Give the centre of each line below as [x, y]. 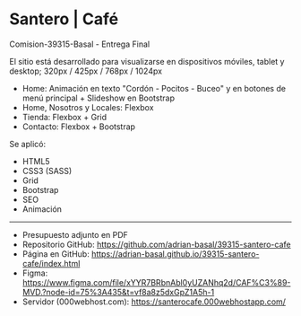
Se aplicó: [28, 144]
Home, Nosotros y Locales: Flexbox [88, 107]
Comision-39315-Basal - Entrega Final [80, 44]
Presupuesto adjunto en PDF [75, 234]
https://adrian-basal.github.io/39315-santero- [175, 254]
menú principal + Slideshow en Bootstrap [98, 98]
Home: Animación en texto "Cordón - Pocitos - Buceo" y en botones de [154, 88]
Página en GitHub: [56, 254]
